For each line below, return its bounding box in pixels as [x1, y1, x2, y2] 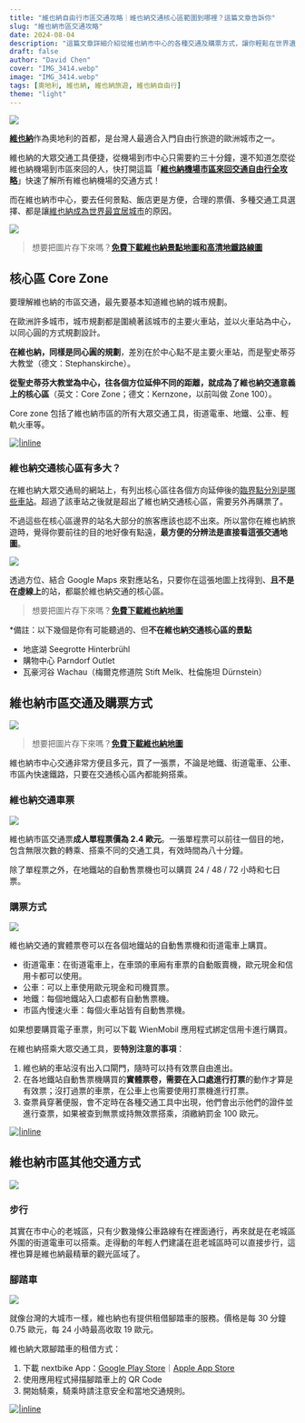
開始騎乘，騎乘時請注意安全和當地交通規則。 [22, 1386, 191, 1397]
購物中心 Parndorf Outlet [22, 655, 115, 666]
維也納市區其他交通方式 [9, 1155, 141, 1170]
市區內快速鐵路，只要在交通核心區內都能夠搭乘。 [9, 769, 192, 780]
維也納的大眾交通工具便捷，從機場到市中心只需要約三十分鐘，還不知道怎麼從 [9, 152, 296, 163]
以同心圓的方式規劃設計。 [9, 327, 105, 338]
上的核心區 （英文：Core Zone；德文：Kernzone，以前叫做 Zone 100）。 [9, 388, 277, 400]
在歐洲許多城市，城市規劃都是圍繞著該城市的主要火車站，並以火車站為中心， [9, 316, 296, 327]
